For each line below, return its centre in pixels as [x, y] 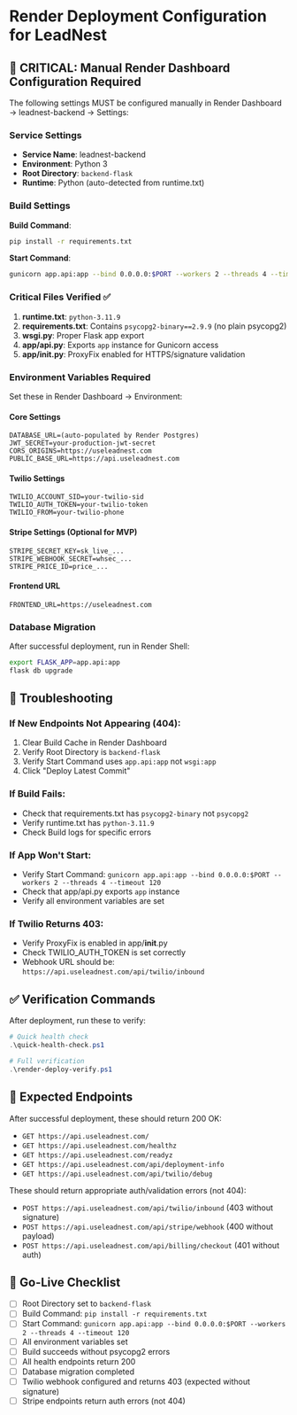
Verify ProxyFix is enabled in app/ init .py [95, 943]
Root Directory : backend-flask [77, 174]
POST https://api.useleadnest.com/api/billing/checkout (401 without [151, 1245]
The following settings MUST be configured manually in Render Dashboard [146, 103]
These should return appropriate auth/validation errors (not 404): [128, 1190]
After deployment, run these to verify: [77, 1021]
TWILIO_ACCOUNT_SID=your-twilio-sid [76, 497]
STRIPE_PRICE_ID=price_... [59, 566]
